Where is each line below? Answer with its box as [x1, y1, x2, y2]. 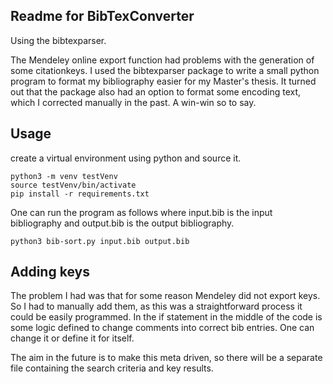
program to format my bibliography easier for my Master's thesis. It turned [10, 75, 317, 87]
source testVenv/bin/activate [10, 180, 137, 190]
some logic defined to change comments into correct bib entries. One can [10, 322, 315, 334]
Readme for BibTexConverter [10, 8, 195, 25]
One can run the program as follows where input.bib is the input [10, 206, 273, 218]
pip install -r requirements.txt [10, 189, 150, 199]
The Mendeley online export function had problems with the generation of [10, 54, 315, 66]
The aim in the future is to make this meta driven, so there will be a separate [10, 352, 323, 364]
